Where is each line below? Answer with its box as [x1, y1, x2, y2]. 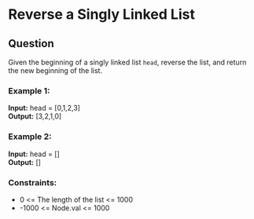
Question [8, 37, 54, 50]
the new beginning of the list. [8, 66, 103, 75]
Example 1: [8, 85, 50, 96]
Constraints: [8, 177, 57, 188]
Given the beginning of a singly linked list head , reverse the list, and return [8, 57, 247, 67]
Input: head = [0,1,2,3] [8, 104, 81, 113]
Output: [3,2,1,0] [8, 111, 62, 121]
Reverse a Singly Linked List [8, 5, 195, 24]
